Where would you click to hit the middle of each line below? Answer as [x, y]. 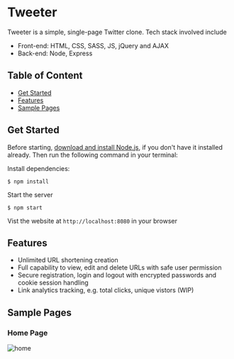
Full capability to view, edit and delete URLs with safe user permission [119, 267]
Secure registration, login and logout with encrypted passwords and [117, 275]
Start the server [30, 194]
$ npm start [25, 208]
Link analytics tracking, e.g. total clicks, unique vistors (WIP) [106, 290]
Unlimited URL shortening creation [68, 260]
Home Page [28, 333]
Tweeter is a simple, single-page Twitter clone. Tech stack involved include [117, 32]
